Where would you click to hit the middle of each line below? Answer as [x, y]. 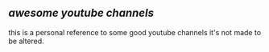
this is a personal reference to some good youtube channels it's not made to [135, 32]
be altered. [26, 41]
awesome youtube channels [81, 13]
